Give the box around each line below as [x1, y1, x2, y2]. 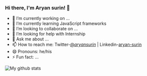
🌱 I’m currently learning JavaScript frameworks [12, 20, 107, 26]
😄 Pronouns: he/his [12, 49, 52, 55]
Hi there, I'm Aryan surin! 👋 [5, 4, 70, 11]
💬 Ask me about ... [12, 36, 49, 42]
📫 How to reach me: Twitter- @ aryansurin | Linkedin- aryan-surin [12, 41, 142, 48]
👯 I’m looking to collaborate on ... [12, 26, 78, 32]
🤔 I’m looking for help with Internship [12, 31, 86, 37]
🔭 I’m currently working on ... [12, 16, 70, 21]
